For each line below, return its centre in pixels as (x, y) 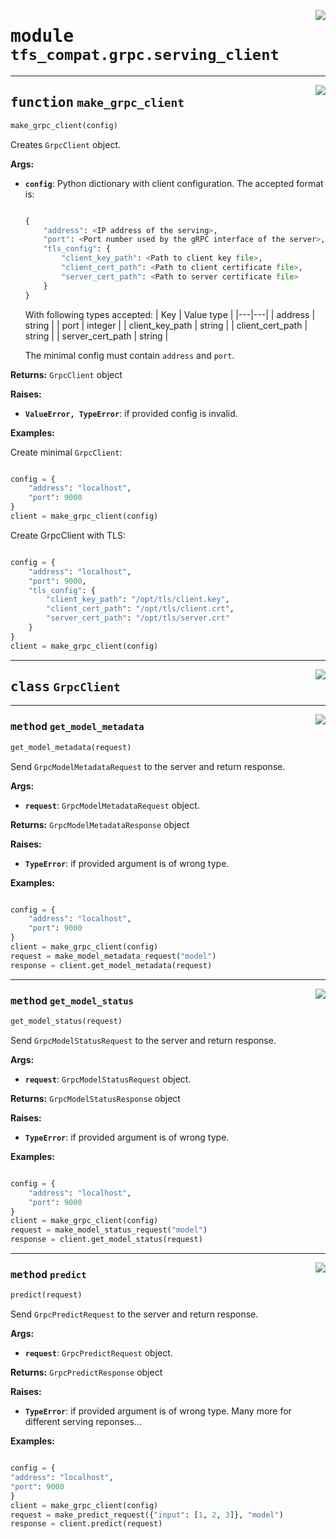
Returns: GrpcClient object (66, 374)
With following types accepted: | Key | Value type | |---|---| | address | (170, 314)
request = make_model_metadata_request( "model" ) (113, 956)
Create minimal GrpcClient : (66, 452)
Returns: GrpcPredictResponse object (86, 1372)
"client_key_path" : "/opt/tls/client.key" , (138, 600)
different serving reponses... (83, 1422)
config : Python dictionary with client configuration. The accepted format (174, 183)
